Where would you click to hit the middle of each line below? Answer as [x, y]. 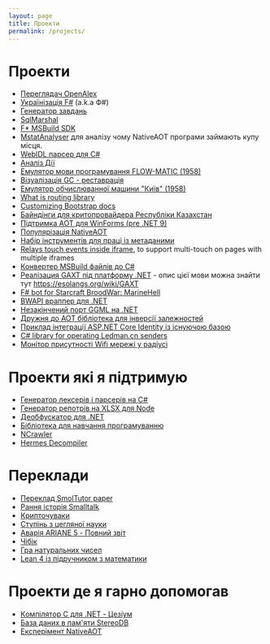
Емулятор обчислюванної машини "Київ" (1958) [103, 189]
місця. [31, 146]
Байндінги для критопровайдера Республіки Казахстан [116, 215]
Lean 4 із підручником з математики [84, 559]
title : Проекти [34, 24]
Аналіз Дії [37, 163]
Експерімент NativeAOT [61, 632]
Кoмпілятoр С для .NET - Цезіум [76, 614]
